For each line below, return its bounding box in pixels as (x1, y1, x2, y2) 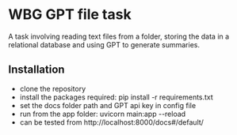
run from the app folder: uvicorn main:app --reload (19, 109, 186, 118)
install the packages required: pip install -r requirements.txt (19, 92, 214, 102)
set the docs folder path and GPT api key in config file (19, 100, 197, 110)
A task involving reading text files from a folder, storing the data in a (8, 32, 230, 41)
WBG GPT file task (8, 6, 132, 24)
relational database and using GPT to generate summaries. (8, 39, 201, 49)
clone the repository (19, 84, 86, 93)
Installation (8, 63, 65, 77)
